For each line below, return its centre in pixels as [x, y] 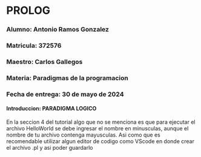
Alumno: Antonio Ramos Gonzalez [58, 30]
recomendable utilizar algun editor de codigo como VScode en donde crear [100, 141]
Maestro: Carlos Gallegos [44, 62]
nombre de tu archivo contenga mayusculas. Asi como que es [83, 135]
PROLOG [28, 11]
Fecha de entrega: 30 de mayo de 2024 [65, 94]
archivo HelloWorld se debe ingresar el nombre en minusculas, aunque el [97, 128]
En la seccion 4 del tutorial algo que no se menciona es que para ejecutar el [101, 122]
